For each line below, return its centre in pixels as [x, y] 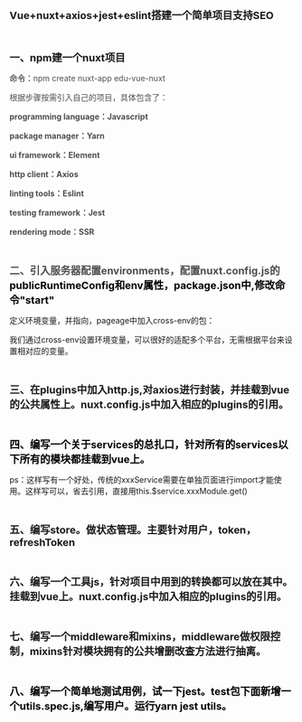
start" [40, 300]
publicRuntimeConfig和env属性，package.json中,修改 [142, 286]
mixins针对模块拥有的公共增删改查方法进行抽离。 [148, 652]
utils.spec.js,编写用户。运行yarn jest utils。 [126, 706]
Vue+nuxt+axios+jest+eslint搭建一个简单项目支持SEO [142, 15]
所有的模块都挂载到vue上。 [85, 459]
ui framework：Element [55, 155]
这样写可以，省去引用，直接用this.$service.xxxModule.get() [137, 491]
